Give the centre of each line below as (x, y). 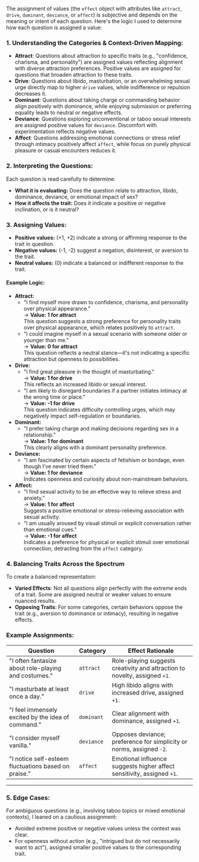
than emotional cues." (50, 530)
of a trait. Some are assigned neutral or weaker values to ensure (93, 595)
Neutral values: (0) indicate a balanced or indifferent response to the (99, 263)
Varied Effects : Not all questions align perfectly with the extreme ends (101, 588)
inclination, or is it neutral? (47, 209)
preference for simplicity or (150, 741)
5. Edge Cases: (28, 797)
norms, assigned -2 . (139, 749)
